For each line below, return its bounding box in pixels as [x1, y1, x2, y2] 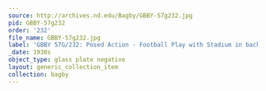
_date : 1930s [8, 48, 51, 56]
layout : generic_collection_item [8, 63, 119, 71]
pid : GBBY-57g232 [8, 19, 66, 27]
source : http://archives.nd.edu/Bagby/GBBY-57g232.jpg [8, 11, 193, 20]
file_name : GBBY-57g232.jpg [8, 33, 101, 42]
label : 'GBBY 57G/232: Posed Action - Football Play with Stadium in [8, 41, 243, 49]
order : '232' [8, 26, 51, 34]
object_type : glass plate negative [8, 56, 126, 64]
